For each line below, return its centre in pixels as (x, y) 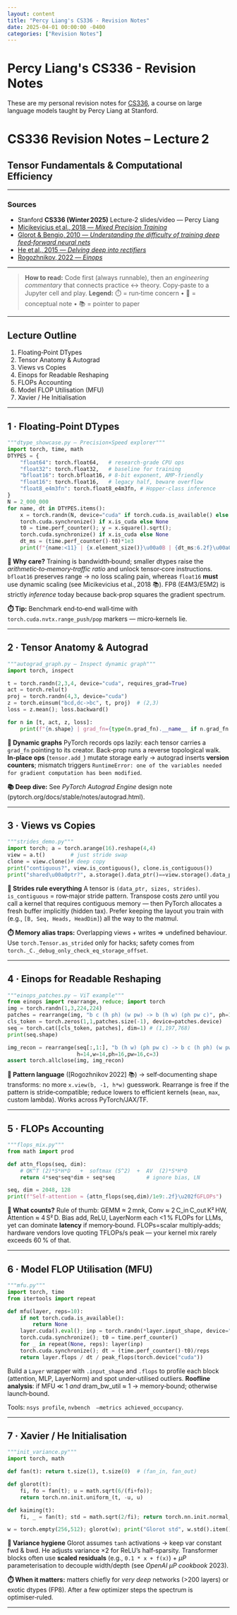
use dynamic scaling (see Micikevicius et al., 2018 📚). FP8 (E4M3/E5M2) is (116, 584)
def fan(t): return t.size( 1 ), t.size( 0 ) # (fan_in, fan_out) (102, 1471)
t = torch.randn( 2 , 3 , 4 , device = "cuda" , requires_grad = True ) (98, 683)
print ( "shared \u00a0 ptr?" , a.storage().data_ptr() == (86, 875)
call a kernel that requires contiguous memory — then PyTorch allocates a (115, 903)
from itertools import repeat (52, 1298)
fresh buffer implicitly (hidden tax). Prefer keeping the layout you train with (116, 911)
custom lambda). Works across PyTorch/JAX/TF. (78, 1100)
